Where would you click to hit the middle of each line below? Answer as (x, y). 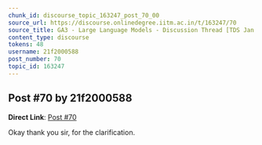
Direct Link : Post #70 (42, 117)
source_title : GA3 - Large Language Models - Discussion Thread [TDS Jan (131, 30)
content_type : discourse (49, 37)
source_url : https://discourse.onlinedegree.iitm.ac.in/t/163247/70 (122, 23)
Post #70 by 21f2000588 (70, 98)
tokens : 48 (26, 45)
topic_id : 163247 (36, 67)
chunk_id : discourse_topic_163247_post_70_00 (84, 15)
